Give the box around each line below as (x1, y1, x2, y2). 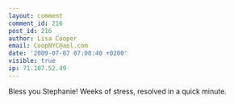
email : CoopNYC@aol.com (8, 42, 89, 50)
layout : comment (8, 11, 63, 20)
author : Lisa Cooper (8, 34, 78, 43)
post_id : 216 (8, 27, 52, 35)
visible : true (8, 57, 56, 65)
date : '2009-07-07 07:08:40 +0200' (8, 49, 128, 57)
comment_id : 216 (8, 19, 63, 27)
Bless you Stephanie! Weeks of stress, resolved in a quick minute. (8, 86, 228, 96)
